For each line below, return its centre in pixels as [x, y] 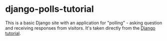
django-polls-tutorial [49, 9]
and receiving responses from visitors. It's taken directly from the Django [80, 28]
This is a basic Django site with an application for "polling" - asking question [84, 23]
